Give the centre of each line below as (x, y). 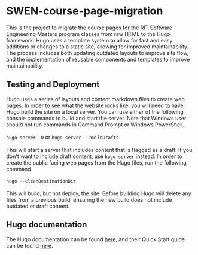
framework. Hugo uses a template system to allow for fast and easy (89, 40)
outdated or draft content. (38, 206)
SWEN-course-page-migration (85, 11)
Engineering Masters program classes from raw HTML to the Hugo (88, 34)
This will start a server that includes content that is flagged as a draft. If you (99, 150)
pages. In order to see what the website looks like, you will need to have (95, 105)
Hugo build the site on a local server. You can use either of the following (95, 111)
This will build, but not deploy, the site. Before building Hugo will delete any (99, 193)
